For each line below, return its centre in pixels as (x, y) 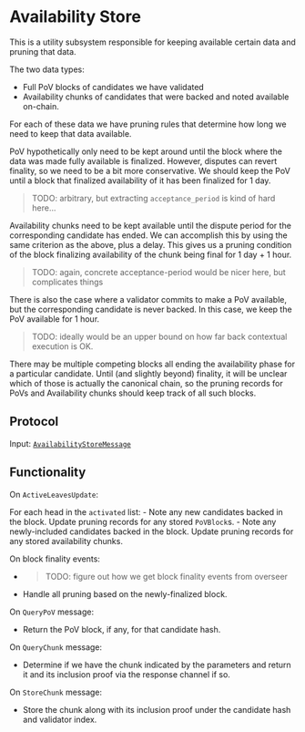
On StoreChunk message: (56, 692)
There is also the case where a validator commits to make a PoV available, (148, 299)
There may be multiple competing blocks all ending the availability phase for (152, 364)
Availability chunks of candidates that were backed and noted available (156, 97)
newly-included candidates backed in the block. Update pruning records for (152, 531)
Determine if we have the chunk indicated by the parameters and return (157, 665)
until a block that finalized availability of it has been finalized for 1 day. (140, 180)
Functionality (48, 473)
